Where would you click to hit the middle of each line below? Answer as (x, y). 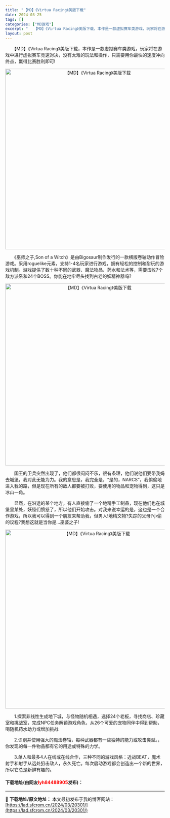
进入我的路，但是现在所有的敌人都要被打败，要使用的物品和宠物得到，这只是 (85, 486)
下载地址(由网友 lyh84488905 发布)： (44, 782)
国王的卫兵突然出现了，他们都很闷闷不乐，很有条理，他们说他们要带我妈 (89, 473)
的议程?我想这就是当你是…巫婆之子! (42, 522)
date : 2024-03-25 (24, 15)
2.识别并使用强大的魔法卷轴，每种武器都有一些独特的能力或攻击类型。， (88, 740)
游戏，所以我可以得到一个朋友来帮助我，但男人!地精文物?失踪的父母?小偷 (86, 516)
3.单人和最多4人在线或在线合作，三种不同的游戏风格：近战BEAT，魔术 (87, 757)
